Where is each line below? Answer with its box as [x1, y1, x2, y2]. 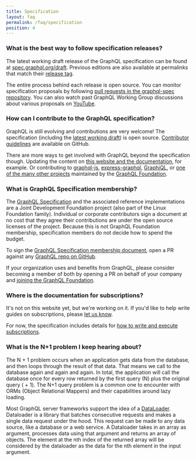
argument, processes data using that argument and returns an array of [6, 429, 176, 436]
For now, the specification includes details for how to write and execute [6, 322, 178, 329]
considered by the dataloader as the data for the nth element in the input [6, 442, 181, 449]
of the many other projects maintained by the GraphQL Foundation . [6, 170, 168, 177]
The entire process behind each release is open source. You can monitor [6, 81, 181, 88]
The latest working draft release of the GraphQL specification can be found [6, 57, 187, 64]
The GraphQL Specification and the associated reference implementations [6, 198, 185, 205]
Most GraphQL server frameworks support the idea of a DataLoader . [6, 405, 171, 412]
